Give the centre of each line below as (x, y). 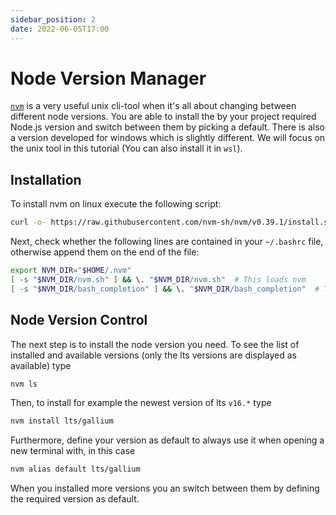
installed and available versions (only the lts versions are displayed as (153, 355)
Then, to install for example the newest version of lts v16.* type (141, 403)
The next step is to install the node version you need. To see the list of (155, 344)
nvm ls (24, 384)
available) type (41, 365)
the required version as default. (75, 499)
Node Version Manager (108, 78)
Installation (46, 179)
